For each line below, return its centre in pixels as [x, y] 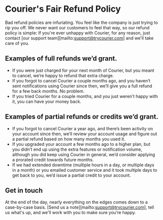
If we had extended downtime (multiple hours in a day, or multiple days [83, 165]
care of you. [17, 43]
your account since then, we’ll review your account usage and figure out [84, 134]
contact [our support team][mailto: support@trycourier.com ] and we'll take [79, 38]
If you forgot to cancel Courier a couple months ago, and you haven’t [81, 80]
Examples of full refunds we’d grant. [61, 59]
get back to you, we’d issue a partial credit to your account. [72, 175]
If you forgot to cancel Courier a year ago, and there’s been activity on [82, 128]
